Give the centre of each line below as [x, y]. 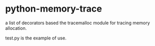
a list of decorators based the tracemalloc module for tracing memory [78, 23]
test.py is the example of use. [36, 38]
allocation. [16, 28]
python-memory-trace [54, 9]
